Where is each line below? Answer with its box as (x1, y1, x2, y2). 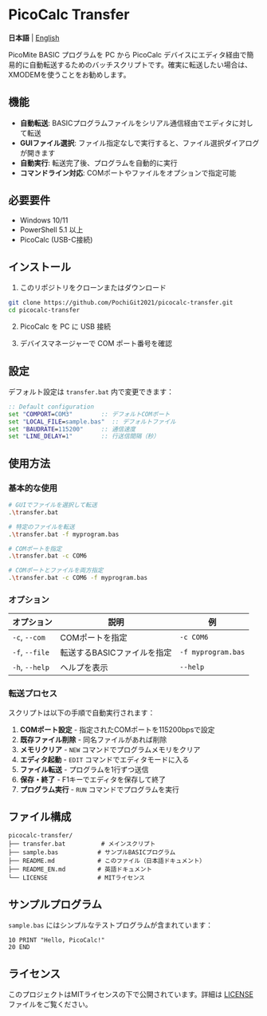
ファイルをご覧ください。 (8, 999, 92, 1010)
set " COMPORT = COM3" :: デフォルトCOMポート (8, 410, 171, 418)
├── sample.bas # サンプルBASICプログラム (8, 849, 176, 857)
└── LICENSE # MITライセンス (8, 874, 145, 882)
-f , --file (12, 647, 50, 658)
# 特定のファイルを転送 (8, 522, 76, 531)
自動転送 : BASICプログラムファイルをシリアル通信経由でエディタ (19, 118, 233, 128)
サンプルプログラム (8, 897, 102, 911)
